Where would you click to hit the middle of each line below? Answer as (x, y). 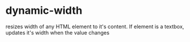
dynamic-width (44, 11)
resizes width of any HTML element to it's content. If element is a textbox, (95, 26)
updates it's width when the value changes (58, 32)
